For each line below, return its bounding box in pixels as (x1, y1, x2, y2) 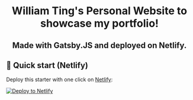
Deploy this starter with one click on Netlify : (6, 76, 113, 83)
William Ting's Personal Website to (11, 4, 188, 18)
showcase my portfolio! (40, 17, 159, 30)
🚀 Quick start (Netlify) (6, 60, 89, 70)
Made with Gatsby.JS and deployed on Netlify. (12, 40, 187, 50)
